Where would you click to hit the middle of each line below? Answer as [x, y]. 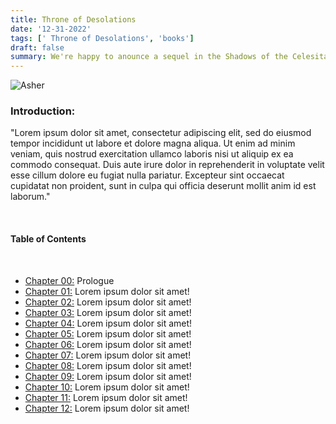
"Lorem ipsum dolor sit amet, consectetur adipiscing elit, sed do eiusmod [161, 133]
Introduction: [43, 111]
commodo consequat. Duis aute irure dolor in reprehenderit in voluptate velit [167, 165]
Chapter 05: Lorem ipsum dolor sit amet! [108, 333]
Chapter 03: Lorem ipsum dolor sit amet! [108, 312]
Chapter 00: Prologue [69, 280]
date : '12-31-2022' [51, 29]
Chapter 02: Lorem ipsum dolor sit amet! [108, 302]
